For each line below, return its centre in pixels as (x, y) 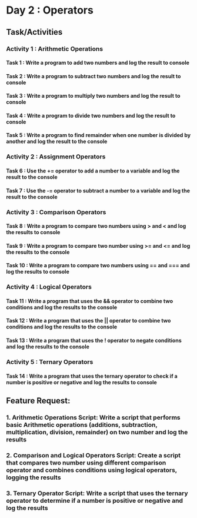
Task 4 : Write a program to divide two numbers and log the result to (91, 115)
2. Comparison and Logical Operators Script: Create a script (94, 455)
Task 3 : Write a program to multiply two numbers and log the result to (93, 96)
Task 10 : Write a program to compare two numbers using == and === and (98, 265)
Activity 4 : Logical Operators (49, 287)
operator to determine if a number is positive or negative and (95, 500)
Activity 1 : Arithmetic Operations (55, 49)
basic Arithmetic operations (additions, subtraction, (82, 424)
